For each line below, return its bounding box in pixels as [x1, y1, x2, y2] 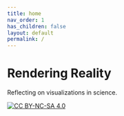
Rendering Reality [7, 66, 112, 81]
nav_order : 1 [7, 17, 45, 23]
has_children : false [7, 23, 67, 30]
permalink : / [7, 36, 45, 43]
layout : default [7, 29, 54, 37]
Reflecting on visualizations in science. [7, 88, 118, 97]
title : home [7, 10, 41, 17]
